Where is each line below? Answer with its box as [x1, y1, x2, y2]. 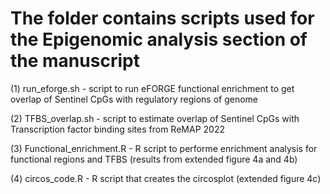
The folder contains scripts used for [10, 7, 315, 30]
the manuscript [10, 50, 140, 72]
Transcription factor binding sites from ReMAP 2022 [10, 123, 225, 135]
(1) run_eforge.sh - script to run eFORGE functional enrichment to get [10, 82, 295, 94]
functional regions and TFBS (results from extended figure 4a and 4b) [10, 153, 298, 165]
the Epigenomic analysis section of [10, 28, 308, 51]
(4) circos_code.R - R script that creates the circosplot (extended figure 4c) [10, 172, 322, 184]
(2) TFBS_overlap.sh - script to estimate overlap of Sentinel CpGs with [10, 112, 300, 124]
